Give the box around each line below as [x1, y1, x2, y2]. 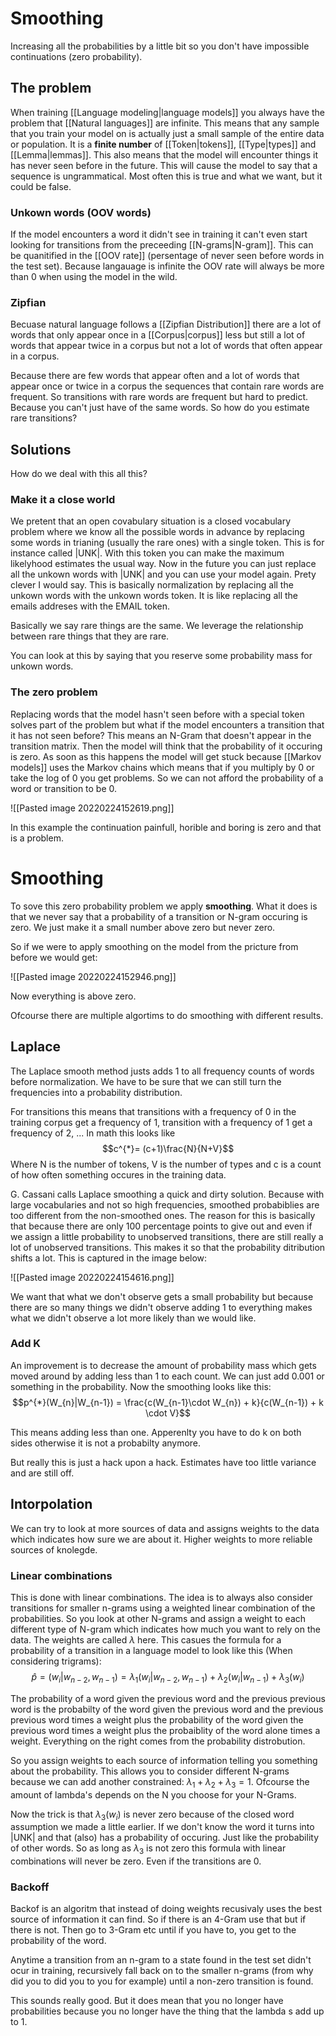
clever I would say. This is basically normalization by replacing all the [10, 579, 294, 591]
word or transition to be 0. [10, 782, 118, 794]
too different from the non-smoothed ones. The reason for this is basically [10, 1209, 316, 1221]
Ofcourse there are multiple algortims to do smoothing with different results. [10, 1009, 324, 1021]
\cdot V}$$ [144, 1407, 192, 1419]
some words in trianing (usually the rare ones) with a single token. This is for [10, 537, 325, 549]
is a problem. [10, 832, 64, 844]
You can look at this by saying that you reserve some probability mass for [10, 650, 313, 662]
